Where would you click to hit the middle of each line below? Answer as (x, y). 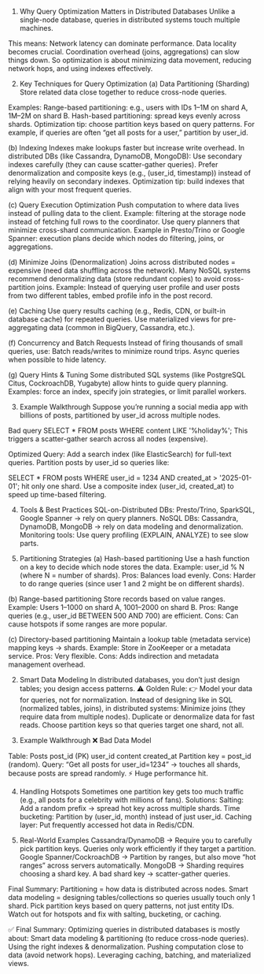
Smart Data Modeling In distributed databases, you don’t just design (130, 680)
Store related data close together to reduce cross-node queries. (123, 92)
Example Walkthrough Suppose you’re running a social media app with (134, 407)
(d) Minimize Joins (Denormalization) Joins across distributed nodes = (122, 262)
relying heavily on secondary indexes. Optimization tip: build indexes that (126, 181)
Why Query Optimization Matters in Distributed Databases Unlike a (127, 11)
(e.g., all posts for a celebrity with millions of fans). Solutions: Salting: (132, 800)
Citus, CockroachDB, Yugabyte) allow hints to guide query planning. (118, 383)
